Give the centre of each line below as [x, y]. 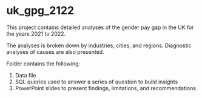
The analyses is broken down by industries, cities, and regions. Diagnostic [99, 45]
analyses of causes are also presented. [55, 51]
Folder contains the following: [43, 64]
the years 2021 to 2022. [36, 33]
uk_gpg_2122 [40, 11]
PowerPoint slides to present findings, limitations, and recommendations [105, 88]
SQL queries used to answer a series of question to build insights [96, 82]
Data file [25, 75]
